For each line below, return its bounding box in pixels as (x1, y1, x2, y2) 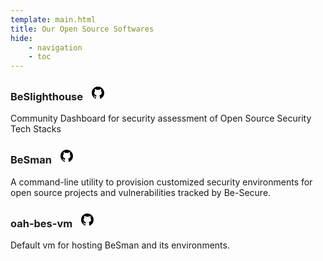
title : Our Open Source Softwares (10, 24, 155, 34)
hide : (10, 33, 33, 43)
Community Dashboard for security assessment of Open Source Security (10, 112, 312, 125)
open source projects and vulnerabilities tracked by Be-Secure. (10, 186, 272, 198)
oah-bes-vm (10, 216, 73, 230)
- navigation (28, 42, 83, 53)
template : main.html (10, 14, 97, 25)
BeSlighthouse (10, 90, 84, 104)
